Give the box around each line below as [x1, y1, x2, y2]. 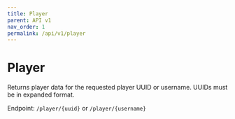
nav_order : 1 [7, 23, 45, 30]
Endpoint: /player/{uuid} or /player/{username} [7, 104, 147, 113]
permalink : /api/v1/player [7, 29, 86, 37]
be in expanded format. [7, 90, 75, 99]
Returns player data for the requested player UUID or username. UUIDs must [7, 83, 228, 92]
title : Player [7, 10, 49, 17]
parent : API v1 [7, 17, 52, 24]
